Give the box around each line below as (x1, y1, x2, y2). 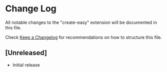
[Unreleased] (5, 49, 47, 57)
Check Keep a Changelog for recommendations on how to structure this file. (5, 34, 162, 40)
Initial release (12, 62, 40, 68)
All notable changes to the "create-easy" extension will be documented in (5, 19, 157, 25)
